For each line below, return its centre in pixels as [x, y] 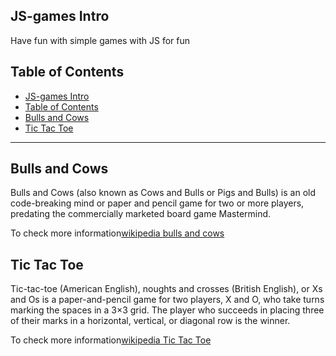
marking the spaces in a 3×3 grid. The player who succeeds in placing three [167, 310]
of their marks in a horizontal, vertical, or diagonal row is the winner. [150, 321]
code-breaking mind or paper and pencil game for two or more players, [157, 203]
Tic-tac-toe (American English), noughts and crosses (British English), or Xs [166, 289]
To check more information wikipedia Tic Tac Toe [111, 340]
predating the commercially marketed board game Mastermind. [141, 214]
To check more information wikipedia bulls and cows [117, 233]
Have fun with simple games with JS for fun [100, 40]
